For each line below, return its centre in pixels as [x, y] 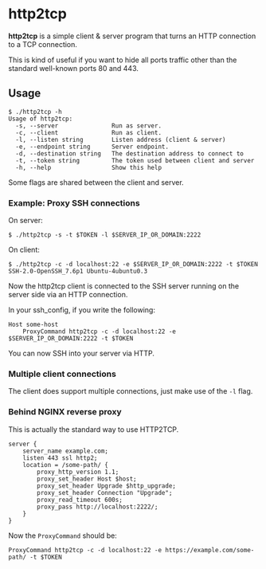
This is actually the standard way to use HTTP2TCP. [94, 429]
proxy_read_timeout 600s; [80, 500]
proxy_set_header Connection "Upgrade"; [105, 492]
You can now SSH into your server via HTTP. [82, 353]
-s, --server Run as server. [88, 126]
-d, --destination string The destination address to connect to [130, 153]
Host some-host [33, 325]
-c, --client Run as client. [88, 132]
